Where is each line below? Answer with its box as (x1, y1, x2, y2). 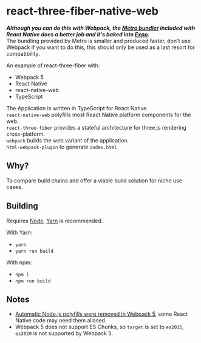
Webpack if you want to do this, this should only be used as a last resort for (6, 44, 196, 51)
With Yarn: (6, 228, 33, 236)
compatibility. (6, 50, 41, 57)
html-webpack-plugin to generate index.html (6, 143, 117, 150)
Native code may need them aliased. (15, 317, 107, 324)
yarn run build (15, 248, 54, 254)
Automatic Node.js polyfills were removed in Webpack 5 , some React (15, 310, 188, 318)
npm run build (15, 278, 51, 284)
